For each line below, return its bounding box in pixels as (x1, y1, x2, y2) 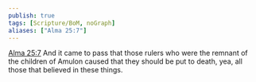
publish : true (8, 11, 56, 20)
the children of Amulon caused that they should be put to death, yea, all (8, 57, 242, 66)
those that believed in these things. (8, 65, 123, 75)
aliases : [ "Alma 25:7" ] (8, 26, 87, 34)
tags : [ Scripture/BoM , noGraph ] (8, 19, 115, 27)
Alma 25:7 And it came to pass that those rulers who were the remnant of (8, 49, 248, 58)
